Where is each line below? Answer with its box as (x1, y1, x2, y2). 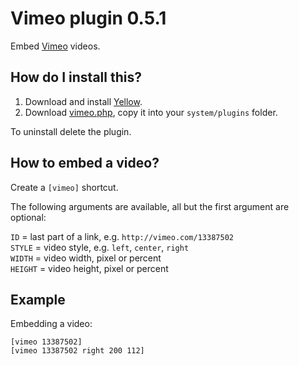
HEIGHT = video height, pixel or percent (10, 262, 169, 274)
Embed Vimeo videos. (10, 40, 101, 52)
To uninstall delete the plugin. (10, 125, 132, 137)
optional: (10, 211, 47, 223)
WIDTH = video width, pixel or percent (10, 252, 162, 264)
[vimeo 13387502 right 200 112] (10, 346, 145, 356)
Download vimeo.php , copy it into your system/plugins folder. (24, 106, 278, 118)
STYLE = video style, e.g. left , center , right (10, 241, 190, 253)
